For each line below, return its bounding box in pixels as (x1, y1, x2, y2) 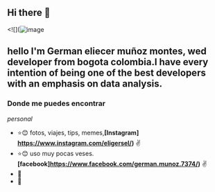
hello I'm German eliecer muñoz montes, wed (7, 46, 207, 58)
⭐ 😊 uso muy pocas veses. (17, 149, 94, 157)
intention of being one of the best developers (7, 67, 206, 79)
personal (7, 114, 33, 123)
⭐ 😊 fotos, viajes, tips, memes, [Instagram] (17, 128, 139, 137)
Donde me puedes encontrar (7, 98, 106, 108)
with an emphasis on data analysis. (7, 78, 163, 90)
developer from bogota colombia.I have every (7, 56, 209, 68)
